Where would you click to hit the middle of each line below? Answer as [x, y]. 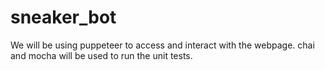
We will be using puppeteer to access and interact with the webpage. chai [162, 45]
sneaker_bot [63, 17]
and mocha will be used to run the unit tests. [101, 55]
